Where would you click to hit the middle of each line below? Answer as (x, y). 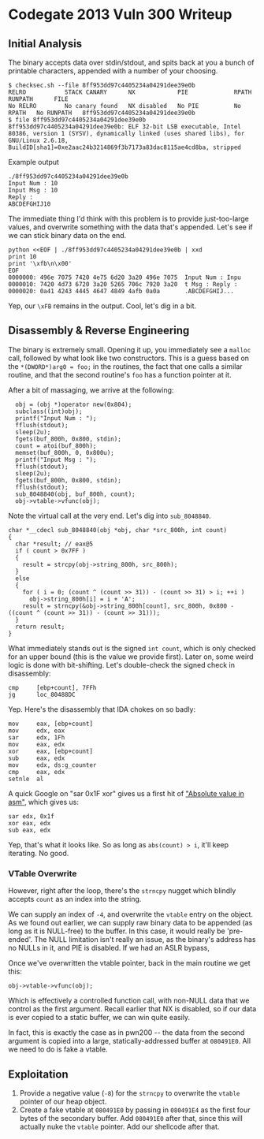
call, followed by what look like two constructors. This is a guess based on (129, 358)
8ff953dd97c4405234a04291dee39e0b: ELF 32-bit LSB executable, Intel (125, 127)
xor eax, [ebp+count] (50, 751)
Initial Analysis (45, 44)
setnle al (26, 779)
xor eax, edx (30, 823)
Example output (33, 162)
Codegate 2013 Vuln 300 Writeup (120, 15)
